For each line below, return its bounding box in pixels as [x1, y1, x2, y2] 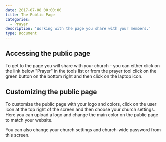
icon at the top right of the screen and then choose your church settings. [5, 106, 155, 112]
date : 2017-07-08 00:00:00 [5, 7, 62, 13]
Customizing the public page [5, 88, 97, 96]
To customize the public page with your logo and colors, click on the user [5, 101, 157, 107]
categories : [5, 17, 30, 22]
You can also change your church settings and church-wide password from [5, 126, 161, 133]
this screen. [5, 132, 30, 138]
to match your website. [5, 117, 53, 123]
